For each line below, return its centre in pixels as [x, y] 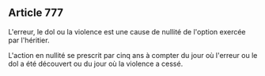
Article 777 [36, 13]
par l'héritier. [29, 40]
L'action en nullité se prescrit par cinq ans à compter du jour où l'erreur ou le [133, 55]
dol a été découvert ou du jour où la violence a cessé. [96, 63]
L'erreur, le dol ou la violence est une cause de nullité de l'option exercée [127, 31]
